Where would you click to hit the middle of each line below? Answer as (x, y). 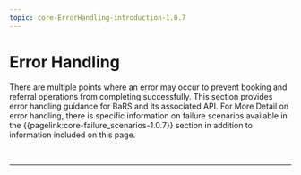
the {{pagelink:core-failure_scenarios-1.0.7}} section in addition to (131, 125)
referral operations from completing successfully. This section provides (141, 96)
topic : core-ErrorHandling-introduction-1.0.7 (98, 17)
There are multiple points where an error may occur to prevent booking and (148, 87)
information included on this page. (73, 135)
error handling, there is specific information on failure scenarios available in (149, 115)
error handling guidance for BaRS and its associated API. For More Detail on (149, 106)
